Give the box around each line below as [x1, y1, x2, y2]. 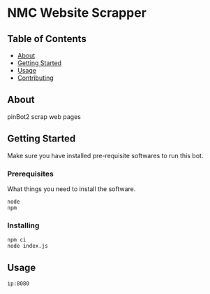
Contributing [17, 73, 54, 82]
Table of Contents [7, 33, 87, 45]
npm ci [7, 237, 27, 244]
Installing [7, 220, 40, 230]
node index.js [7, 243, 49, 250]
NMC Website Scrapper [7, 5, 147, 21]
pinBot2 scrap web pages [7, 112, 82, 120]
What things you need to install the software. [7, 184, 136, 193]
